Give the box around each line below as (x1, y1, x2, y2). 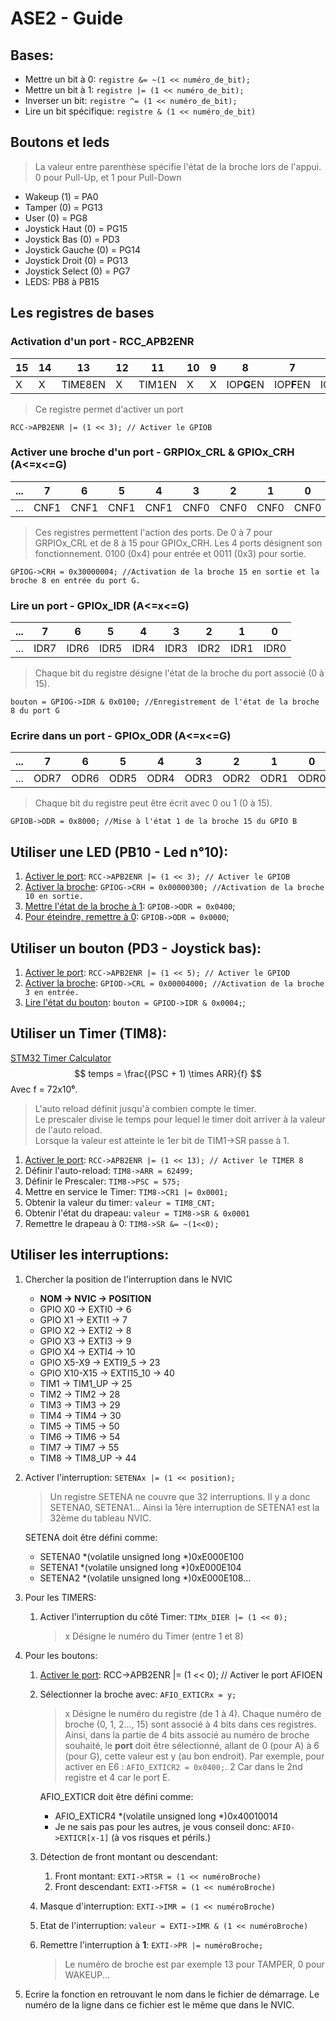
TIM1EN (138, 377, 177, 391)
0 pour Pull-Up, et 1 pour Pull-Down (34, 171, 182, 183)
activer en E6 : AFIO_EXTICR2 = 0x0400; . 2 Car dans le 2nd (64, 1760, 303, 1772)
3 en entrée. (24, 988, 80, 998)
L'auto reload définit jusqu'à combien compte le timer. (34, 1102, 257, 1114)
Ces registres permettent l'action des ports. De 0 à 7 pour (34, 526, 273, 538)
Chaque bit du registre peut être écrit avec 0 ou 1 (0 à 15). (34, 797, 273, 809)
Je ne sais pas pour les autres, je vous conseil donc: (54, 1820, 271, 1832)
